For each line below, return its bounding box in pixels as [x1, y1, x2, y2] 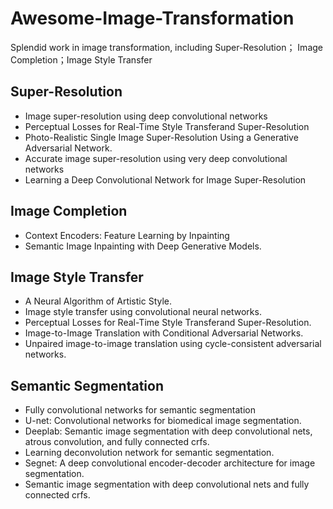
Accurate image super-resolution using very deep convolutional [24, 152, 288, 164]
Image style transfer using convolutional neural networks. [24, 306, 262, 318]
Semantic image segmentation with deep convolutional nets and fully [24, 478, 310, 491]
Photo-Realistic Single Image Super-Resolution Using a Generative [24, 131, 299, 143]
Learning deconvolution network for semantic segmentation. [24, 447, 275, 459]
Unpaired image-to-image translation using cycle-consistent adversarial [24, 338, 322, 350]
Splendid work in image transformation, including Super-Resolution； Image [10, 41, 323, 53]
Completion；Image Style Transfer [10, 53, 153, 66]
